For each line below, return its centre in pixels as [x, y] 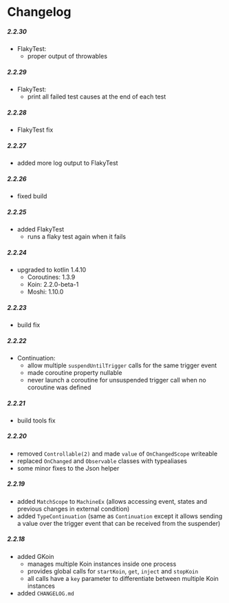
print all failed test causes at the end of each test [97, 96]
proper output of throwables [67, 57]
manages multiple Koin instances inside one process [102, 564]
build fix [29, 325]
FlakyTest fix [35, 130]
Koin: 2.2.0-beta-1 [53, 284]
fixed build [32, 196]
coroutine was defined [59, 387]
